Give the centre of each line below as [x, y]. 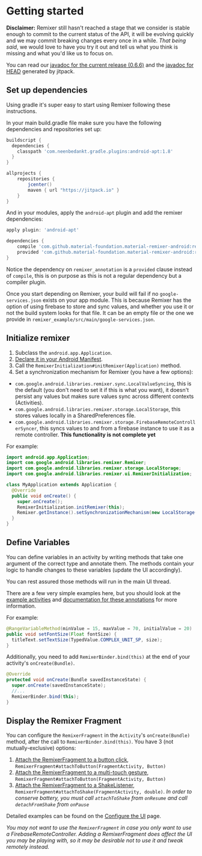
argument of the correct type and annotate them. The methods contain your [100, 563]
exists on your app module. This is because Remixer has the [117, 300]
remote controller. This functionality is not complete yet [85, 435]
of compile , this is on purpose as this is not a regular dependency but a [94, 275]
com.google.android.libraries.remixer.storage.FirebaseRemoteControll [105, 422]
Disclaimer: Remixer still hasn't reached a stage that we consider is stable [98, 28]
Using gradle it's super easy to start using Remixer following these [88, 105]
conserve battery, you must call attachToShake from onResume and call [101, 798]
